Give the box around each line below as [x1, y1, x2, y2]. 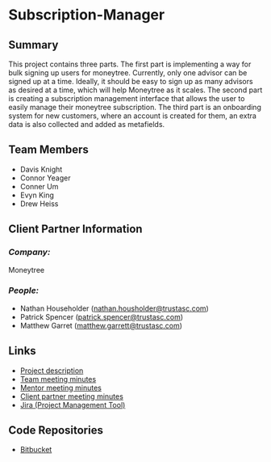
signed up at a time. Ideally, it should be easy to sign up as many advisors [8, 77, 253, 86]
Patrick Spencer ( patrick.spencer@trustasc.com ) [19, 312, 184, 321]
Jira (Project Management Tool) [19, 400, 126, 409]
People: [8, 285, 40, 296]
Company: [8, 247, 51, 258]
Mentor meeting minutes [19, 383, 102, 392]
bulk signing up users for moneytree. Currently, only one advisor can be [8, 68, 248, 78]
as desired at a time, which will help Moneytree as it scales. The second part [8, 85, 263, 95]
